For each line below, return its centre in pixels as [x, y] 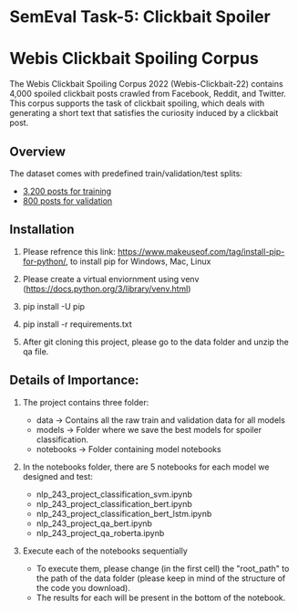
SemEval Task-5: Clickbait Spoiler [140, 17]
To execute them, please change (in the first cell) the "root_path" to [163, 568]
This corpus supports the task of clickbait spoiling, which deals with [137, 103]
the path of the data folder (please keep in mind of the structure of [161, 578]
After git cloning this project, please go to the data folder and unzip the [155, 342]
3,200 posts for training [67, 191]
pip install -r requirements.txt [77, 324]
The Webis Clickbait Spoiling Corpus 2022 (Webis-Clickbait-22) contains [147, 84]
